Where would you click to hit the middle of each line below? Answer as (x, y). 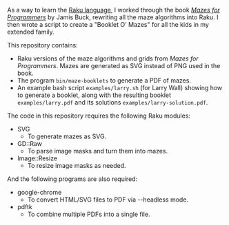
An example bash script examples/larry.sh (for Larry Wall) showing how (120, 88)
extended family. (31, 32)
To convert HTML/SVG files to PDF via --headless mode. (108, 200)
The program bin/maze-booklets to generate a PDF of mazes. (104, 81)
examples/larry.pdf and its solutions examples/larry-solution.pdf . (112, 102)
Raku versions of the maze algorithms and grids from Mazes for (108, 58)
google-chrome (39, 192)
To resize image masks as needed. (77, 165)
